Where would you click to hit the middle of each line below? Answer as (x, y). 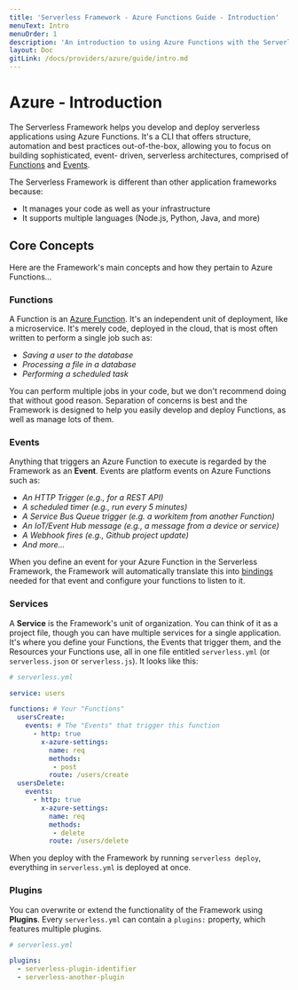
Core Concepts (52, 246)
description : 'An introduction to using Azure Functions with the (134, 42)
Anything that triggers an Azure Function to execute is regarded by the (138, 461)
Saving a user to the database (78, 355)
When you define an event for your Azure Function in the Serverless (133, 562)
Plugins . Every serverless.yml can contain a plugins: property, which (137, 919)
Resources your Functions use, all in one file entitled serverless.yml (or (140, 651)
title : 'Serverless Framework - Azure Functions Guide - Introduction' (144, 17)
